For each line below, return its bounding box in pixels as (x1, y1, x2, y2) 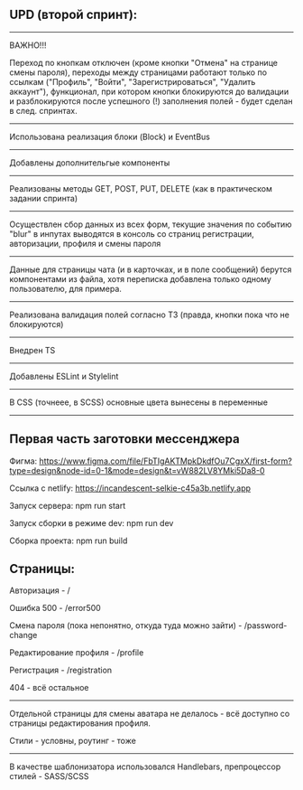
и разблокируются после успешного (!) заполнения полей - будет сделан (9, 95, 293, 107)
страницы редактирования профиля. (9, 718, 151, 729)
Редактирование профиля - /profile (9, 647, 144, 658)
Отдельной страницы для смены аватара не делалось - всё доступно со (9, 709, 290, 719)
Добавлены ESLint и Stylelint (9, 371, 119, 381)
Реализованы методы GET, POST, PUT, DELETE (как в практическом (9, 183, 273, 193)
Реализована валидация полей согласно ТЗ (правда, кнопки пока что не (9, 309, 290, 320)
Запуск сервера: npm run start (9, 500, 126, 511)
